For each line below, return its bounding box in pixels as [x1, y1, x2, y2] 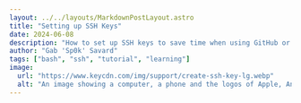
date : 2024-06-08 [9, 30, 74, 39]
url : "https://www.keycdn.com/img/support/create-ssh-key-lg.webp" [17, 72, 275, 81]
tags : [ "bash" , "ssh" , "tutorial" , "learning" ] [9, 55, 191, 64]
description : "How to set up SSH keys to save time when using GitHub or [9, 38, 291, 47]
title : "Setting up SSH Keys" [9, 21, 123, 30]
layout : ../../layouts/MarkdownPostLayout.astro [9, 13, 194, 22]
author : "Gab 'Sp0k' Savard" [9, 47, 118, 56]
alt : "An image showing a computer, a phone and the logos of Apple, [17, 80, 282, 89]
